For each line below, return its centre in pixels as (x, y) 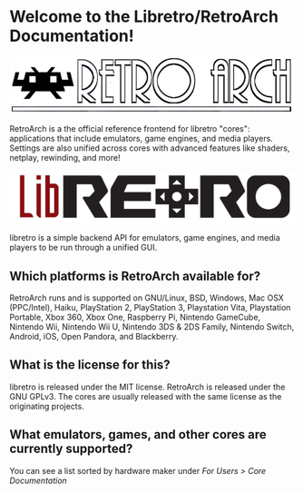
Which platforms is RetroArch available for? (135, 276)
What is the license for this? (90, 365)
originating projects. (47, 406)
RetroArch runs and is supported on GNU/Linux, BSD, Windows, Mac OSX (147, 298)
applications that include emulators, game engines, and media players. (142, 138)
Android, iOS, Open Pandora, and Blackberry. (94, 337)
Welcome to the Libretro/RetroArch (144, 17)
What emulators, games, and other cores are (138, 434)
